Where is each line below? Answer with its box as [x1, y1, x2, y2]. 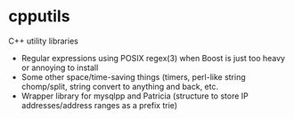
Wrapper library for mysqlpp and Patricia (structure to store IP [20, 91, 249, 101]
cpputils [8, 6, 70, 27]
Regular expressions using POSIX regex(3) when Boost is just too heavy [20, 52, 286, 63]
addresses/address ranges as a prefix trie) [20, 99, 178, 110]
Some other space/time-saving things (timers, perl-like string [20, 71, 246, 82]
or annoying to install [20, 62, 99, 73]
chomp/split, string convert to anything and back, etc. [20, 81, 219, 91]
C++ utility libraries [8, 36, 79, 46]
